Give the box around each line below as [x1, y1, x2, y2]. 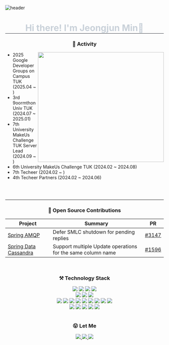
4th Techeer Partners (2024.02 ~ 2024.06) [12, 175, 102, 181]
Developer [12, 63, 34, 69]
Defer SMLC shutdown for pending [52, 228, 135, 236]
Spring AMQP [8, 232, 40, 239]
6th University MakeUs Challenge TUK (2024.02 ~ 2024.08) [12, 164, 137, 170]
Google [12, 57, 28, 63]
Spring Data [8, 243, 36, 250]
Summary [84, 220, 109, 227]
